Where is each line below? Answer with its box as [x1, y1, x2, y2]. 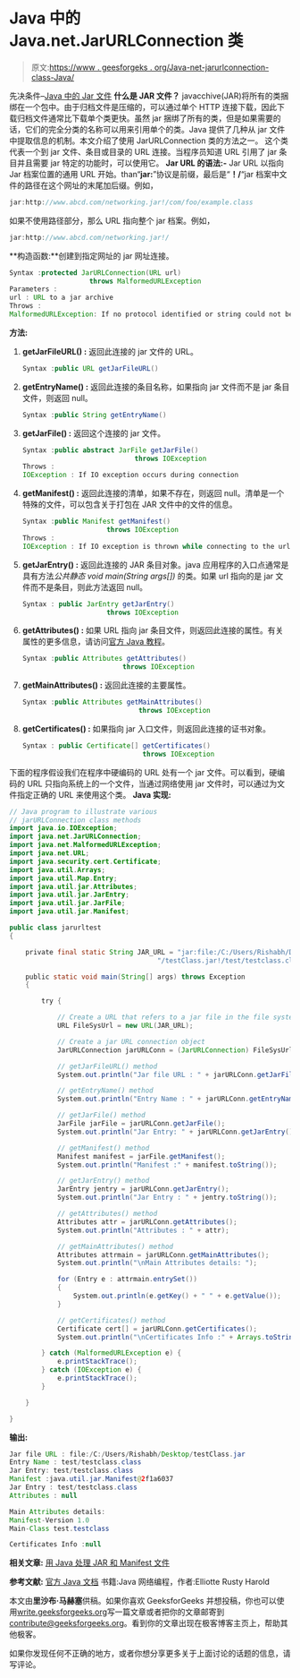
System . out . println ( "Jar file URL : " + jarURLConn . [56, 1070, 257, 1079]
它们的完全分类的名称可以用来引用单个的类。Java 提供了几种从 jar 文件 [24, 124, 286, 134]
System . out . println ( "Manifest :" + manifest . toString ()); [56, 1160, 278, 1169]
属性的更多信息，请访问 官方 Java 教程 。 [21, 637, 170, 647]
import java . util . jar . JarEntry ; [9, 890, 129, 900]
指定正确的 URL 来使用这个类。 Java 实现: [16, 789, 171, 800]
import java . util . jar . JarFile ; [9, 899, 126, 908]
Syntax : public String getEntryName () [21, 410, 167, 419]
